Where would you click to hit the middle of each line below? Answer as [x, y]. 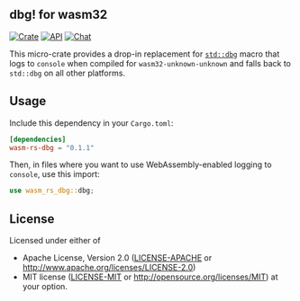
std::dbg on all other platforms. [68, 73]
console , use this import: [55, 174]
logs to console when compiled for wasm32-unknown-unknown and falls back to [150, 63]
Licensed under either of [55, 241]
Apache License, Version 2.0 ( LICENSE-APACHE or [117, 258]
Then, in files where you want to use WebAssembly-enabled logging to [141, 164]
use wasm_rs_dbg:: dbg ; [52, 191]
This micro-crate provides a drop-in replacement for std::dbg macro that [145, 54]
